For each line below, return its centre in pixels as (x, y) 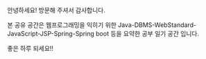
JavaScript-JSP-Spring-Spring (51, 34)
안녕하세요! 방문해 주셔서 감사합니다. (56, 10)
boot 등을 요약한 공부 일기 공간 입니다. (148, 34)
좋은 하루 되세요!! (31, 48)
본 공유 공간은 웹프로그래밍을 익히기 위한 (62, 25)
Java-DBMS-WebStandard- (157, 25)
